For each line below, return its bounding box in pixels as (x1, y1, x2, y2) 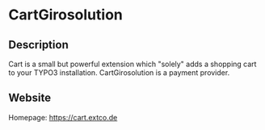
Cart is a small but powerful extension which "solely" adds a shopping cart (8, 59, 257, 69)
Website (8, 91, 51, 105)
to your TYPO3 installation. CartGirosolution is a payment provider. (8, 68, 230, 78)
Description (8, 38, 69, 52)
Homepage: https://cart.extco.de (8, 112, 118, 122)
